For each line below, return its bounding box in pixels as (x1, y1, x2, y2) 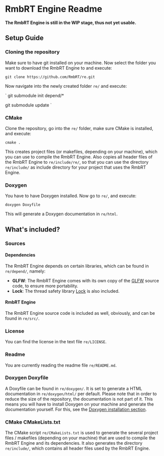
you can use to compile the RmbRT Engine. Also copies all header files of (5, 153, 153, 160)
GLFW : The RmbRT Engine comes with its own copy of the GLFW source (12, 278, 159, 283)
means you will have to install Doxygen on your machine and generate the (5, 401, 154, 407)
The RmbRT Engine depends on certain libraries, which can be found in (5, 263, 149, 269)
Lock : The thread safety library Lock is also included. (12, 288, 120, 294)
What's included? (5, 225, 60, 233)
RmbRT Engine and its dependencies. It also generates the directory (5, 440, 143, 446)
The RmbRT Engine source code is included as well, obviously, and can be (5, 310, 155, 316)
